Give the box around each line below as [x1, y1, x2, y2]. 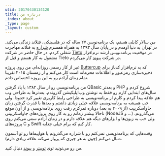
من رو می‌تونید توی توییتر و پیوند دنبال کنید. [5, 145, 83, 151]
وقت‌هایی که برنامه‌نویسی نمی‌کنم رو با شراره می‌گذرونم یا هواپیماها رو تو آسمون [5, 130, 153, 136]
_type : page [5, 21, 30, 26]
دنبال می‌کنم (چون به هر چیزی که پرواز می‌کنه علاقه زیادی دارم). [5, 136, 122, 142]
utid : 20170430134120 [5, 7, 50, 12]
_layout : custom [5, 26, 38, 31]
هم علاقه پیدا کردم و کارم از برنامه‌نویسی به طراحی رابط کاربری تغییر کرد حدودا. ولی [5, 94, 160, 101]
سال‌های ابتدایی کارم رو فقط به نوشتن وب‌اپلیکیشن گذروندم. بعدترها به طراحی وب [5, 90, 156, 95]
